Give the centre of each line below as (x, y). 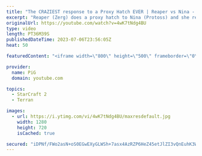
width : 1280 (32, 122)
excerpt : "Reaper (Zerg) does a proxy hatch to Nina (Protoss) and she (98, 17)
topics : (16, 89)
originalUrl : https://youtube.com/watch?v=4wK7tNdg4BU (76, 23)
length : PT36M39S (28, 34)
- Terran (23, 100)
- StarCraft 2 (29, 94)
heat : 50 (17, 46)
